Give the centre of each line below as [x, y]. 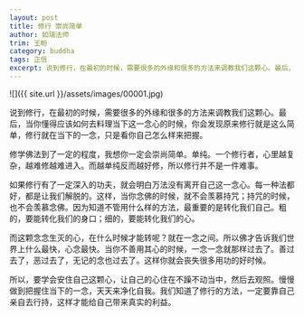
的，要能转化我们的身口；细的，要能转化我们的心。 [104, 218]
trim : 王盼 [28, 43]
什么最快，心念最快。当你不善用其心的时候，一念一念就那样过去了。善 [156, 248]
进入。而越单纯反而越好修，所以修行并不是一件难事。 [164, 165]
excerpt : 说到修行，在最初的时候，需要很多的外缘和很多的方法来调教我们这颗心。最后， [152, 69]
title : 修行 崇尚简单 [46, 26]
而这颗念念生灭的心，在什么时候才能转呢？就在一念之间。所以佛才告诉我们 [148, 237]
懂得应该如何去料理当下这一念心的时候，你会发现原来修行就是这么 [163, 124]
